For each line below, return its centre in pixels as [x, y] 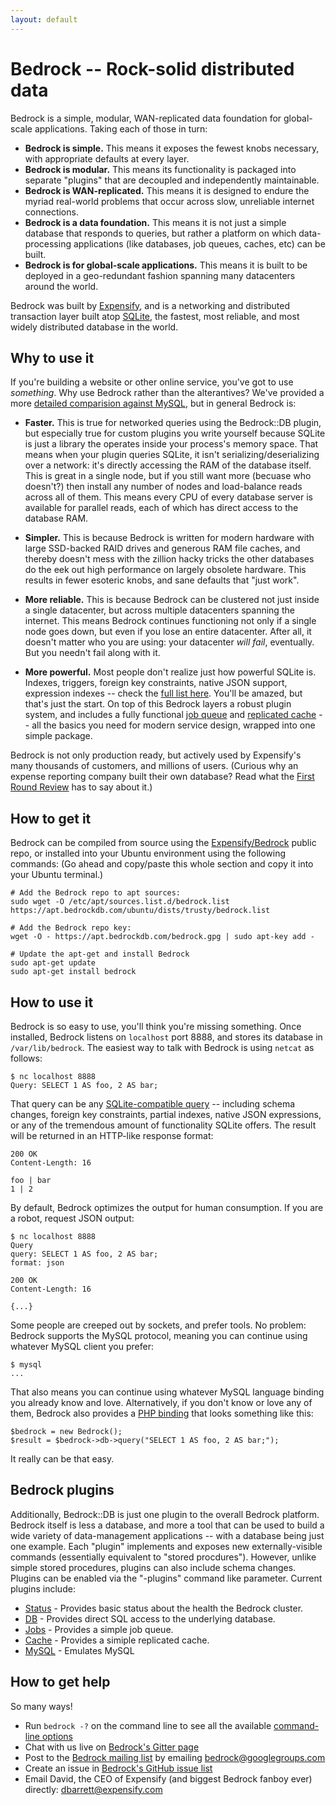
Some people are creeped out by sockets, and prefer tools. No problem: [158, 1325]
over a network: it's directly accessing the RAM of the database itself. [168, 465]
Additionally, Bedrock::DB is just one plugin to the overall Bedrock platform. [165, 1514]
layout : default [44, 19]
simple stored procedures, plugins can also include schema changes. [153, 1567]
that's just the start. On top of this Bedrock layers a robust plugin [158, 704]
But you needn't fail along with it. [92, 653]
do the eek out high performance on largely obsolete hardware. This [165, 570]
